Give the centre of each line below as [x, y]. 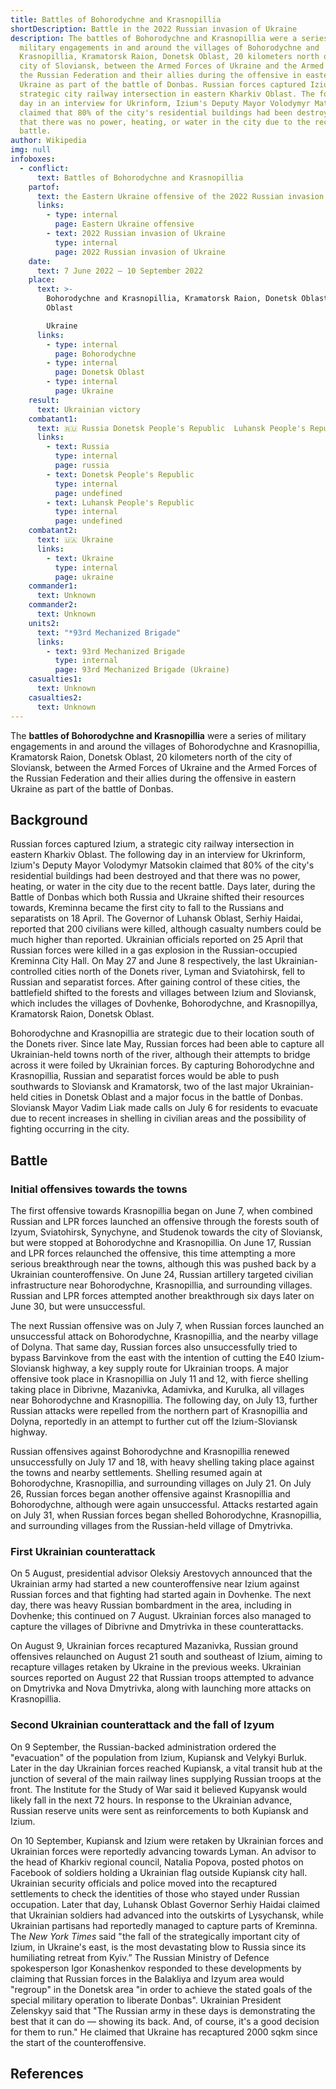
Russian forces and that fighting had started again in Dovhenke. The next [161, 1595]
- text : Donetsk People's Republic [120, 474]
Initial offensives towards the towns [99, 1189]
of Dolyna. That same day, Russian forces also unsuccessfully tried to [154, 1347]
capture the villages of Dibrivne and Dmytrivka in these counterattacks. [157, 1627]
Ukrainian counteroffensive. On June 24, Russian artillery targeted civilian [162, 1274]
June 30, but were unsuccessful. [78, 1306]
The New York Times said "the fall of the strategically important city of [155, 1936]
